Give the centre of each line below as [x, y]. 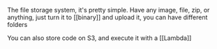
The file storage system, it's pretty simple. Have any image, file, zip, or [108, 10]
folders [17, 24]
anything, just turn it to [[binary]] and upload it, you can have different [107, 17]
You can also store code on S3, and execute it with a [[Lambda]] [99, 38]
